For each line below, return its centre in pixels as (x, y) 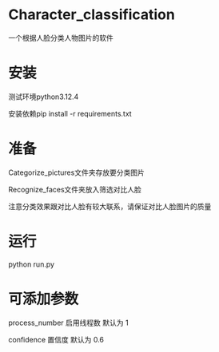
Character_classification (92, 15)
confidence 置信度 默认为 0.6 (56, 339)
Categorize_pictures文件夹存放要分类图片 (77, 172)
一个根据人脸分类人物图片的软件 (61, 38)
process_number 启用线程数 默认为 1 (69, 322)
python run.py (31, 264)
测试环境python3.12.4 (44, 97)
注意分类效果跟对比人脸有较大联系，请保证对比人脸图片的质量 (110, 206)
